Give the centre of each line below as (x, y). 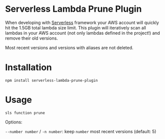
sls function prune (25, 113)
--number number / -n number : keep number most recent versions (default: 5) (81, 131)
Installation (29, 68)
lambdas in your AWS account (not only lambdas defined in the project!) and (82, 33)
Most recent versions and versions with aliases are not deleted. (69, 47)
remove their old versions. (32, 38)
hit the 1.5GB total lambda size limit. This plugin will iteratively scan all (76, 27)
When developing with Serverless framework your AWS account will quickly (82, 23)
